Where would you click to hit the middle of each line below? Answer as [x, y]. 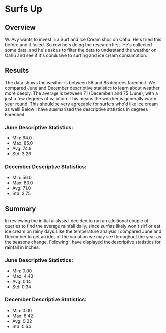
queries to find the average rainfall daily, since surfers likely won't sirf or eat [83, 226]
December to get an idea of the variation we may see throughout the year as [83, 237]
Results [17, 71]
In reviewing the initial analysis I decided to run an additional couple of [77, 221]
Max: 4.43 [23, 276]
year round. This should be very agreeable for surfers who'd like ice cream [82, 104]
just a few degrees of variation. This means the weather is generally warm [81, 98]
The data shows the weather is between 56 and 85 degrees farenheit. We [80, 82]
